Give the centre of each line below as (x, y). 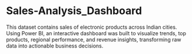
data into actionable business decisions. (55, 46)
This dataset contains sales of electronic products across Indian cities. (92, 27)
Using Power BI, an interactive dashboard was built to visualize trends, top (96, 33)
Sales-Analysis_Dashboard (74, 11)
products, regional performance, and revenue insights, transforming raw (94, 39)
